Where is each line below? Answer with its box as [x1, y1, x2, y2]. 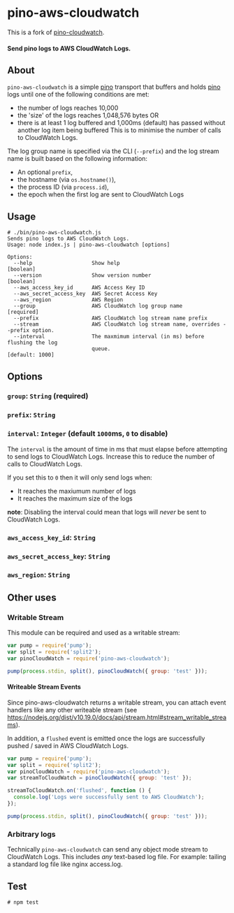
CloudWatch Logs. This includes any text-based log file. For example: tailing [7, 853, 227, 861]
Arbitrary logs [7, 829, 56, 839]
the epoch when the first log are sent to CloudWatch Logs [17, 190, 184, 199]
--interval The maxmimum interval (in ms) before [13, 333, 205, 340]
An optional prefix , [17, 168, 73, 176]
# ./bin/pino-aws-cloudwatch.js [7, 229, 101, 236]
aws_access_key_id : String [7, 533, 96, 542]
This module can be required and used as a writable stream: [7, 628, 180, 637]
